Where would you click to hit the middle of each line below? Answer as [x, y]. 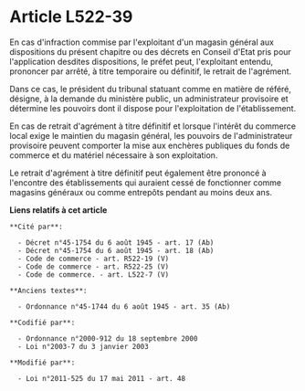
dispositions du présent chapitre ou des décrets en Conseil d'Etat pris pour [151, 51]
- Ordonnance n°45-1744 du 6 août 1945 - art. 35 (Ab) [124, 306]
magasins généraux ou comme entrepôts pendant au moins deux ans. [141, 192]
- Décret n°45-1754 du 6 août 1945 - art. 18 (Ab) [116, 250]
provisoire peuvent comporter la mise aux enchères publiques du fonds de [150, 145]
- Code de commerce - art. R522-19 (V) [94, 259]
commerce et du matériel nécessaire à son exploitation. [114, 155]
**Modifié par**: [42, 363]
